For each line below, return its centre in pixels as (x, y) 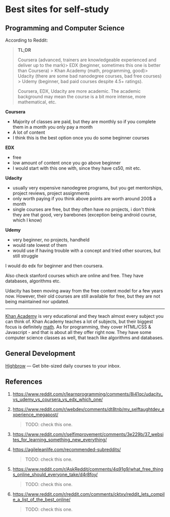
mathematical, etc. (37, 102)
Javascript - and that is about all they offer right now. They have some (78, 332)
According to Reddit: (27, 40)
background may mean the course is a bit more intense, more (82, 97)
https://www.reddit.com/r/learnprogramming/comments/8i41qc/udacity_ (88, 394)
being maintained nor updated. (37, 302)
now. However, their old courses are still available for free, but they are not (83, 296)
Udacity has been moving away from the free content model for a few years (84, 291)
